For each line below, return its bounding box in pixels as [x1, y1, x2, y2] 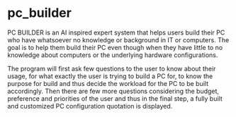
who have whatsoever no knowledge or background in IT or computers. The [7, 35, 230, 44]
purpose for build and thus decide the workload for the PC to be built [7, 79, 209, 87]
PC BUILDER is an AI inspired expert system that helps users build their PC [7, 28, 225, 37]
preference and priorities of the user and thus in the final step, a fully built [7, 94, 223, 103]
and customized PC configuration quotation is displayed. [7, 101, 173, 110]
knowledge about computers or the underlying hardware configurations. [7, 51, 218, 59]
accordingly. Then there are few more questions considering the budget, [7, 87, 220, 95]
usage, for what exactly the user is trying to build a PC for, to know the [7, 72, 213, 80]
